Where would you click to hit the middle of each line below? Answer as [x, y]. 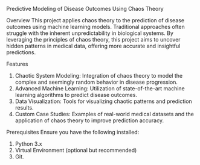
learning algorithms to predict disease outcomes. [76, 95]
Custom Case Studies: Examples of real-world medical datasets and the [105, 114]
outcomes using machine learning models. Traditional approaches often [96, 27]
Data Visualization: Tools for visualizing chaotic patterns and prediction [103, 101]
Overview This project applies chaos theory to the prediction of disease [95, 20]
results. [24, 107]
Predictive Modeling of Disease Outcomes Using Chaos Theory [85, 9]
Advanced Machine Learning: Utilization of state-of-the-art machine [100, 89]
